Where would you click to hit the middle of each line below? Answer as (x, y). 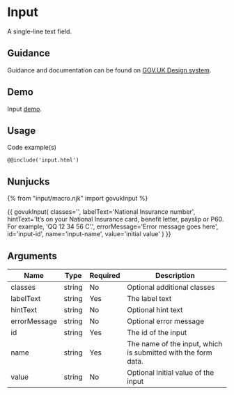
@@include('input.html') (43, 160)
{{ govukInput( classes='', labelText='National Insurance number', (101, 212)
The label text (149, 299)
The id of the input (157, 333)
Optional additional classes (171, 287)
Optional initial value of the (171, 372)
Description (175, 276)
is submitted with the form (170, 353)
